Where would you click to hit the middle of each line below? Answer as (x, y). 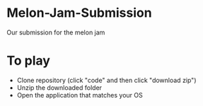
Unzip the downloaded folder (59, 87)
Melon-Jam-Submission (80, 13)
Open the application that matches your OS (80, 95)
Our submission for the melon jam (56, 32)
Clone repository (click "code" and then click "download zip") (106, 80)
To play (29, 61)
